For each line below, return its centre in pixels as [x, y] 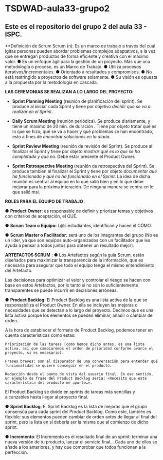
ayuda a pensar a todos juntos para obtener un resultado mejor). [70, 245]
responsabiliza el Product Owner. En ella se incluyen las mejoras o [71, 305]
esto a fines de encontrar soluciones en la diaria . [61, 137]
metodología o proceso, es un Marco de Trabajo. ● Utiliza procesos [73, 67]
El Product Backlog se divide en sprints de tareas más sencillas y [70, 392]
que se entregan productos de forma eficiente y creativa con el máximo [77, 56]
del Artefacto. [19, 270]
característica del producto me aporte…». [49, 383]
